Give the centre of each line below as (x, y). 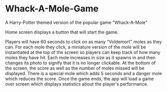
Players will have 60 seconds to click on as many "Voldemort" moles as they (83, 42)
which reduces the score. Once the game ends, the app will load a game (80, 79)
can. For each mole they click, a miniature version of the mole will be (76, 47)
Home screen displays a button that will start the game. (62, 32)
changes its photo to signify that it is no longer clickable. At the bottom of (81, 63)
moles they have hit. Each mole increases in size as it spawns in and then (80, 57)
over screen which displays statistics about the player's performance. (77, 84)
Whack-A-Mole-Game (52, 9)
